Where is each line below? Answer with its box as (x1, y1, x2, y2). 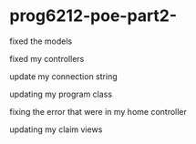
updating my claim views (9, 124, 103, 135)
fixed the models (9, 36, 73, 46)
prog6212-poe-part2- (9, 5, 178, 26)
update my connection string (9, 70, 118, 82)
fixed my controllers (9, 53, 85, 64)
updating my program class (9, 88, 112, 99)
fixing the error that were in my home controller (9, 106, 187, 117)
